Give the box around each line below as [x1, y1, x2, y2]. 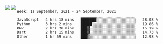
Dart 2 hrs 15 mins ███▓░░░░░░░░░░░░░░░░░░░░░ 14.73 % [17, 30, 159, 35]
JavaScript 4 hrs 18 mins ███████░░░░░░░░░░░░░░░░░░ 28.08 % [17, 17, 159, 22]
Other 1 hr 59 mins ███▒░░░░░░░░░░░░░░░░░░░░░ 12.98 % [17, 34, 159, 39]
